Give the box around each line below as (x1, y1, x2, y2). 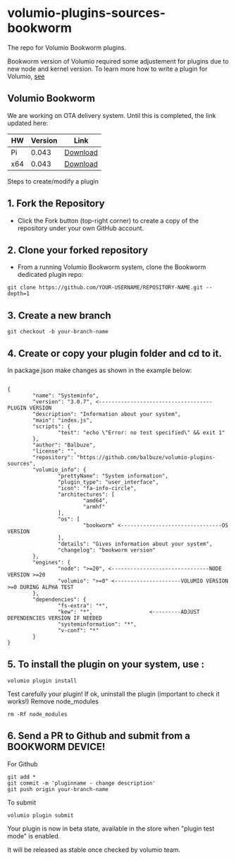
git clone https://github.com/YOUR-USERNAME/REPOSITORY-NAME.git (7, 284, 203, 291)
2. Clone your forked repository (7, 244, 149, 256)
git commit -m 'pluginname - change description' (7, 779, 156, 787)
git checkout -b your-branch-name (7, 328, 109, 336)
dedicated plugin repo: (17, 271, 84, 279)
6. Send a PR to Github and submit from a (7, 730, 190, 742)
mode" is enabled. (7, 831, 61, 840)
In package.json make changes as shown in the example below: (7, 366, 192, 374)
